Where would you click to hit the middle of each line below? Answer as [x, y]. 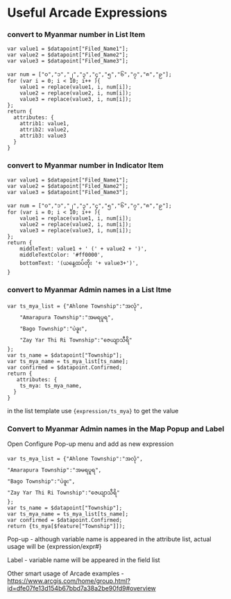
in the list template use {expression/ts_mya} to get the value [93, 411]
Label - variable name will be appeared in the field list [84, 560]
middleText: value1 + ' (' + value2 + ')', [84, 248]
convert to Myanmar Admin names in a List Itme [89, 289]
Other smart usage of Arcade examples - [66, 574]
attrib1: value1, [45, 124]
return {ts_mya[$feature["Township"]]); [67, 527]
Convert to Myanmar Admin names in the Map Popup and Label [116, 429]
